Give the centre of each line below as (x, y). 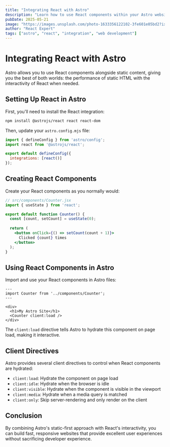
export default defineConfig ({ (38, 154)
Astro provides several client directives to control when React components (83, 363)
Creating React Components (51, 179)
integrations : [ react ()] (36, 158)
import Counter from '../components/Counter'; (55, 294)
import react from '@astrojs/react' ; (45, 144)
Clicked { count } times (42, 238)
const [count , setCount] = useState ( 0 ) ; (53, 219)
